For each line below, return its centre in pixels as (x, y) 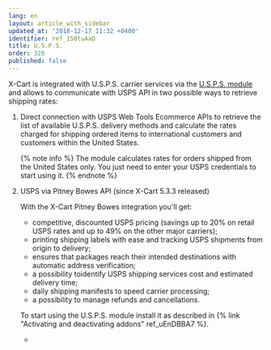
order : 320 (27, 53)
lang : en (23, 16)
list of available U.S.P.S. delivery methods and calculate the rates (128, 125)
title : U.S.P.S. (36, 46)
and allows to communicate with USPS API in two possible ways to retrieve (133, 92)
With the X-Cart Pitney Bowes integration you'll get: (106, 206)
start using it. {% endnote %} (69, 175)
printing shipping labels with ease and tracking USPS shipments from (147, 239)
